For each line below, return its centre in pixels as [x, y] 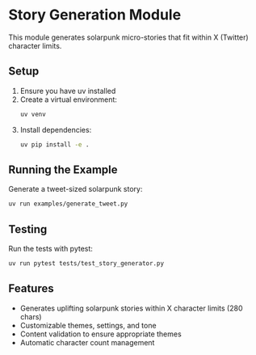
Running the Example [63, 169]
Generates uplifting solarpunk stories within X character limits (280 [132, 308]
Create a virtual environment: [68, 99]
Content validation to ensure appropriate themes [101, 334]
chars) [31, 316]
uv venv [33, 114]
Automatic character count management [87, 342]
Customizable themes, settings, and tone [88, 325]
